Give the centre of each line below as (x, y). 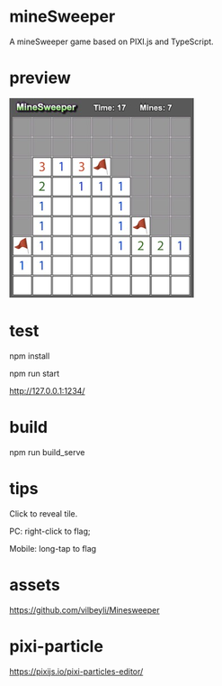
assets (35, 585)
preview (40, 78)
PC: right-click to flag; (50, 531)
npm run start (35, 373)
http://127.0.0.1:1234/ (47, 390)
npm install (30, 356)
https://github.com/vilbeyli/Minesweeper (84, 609)
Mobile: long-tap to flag (53, 548)
